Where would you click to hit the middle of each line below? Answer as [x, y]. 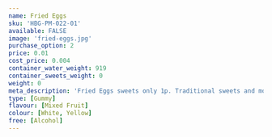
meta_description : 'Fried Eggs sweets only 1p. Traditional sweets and [132, 91]
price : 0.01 [28, 53]
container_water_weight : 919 [57, 68]
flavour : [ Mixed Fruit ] [49, 106]
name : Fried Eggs [38, 16]
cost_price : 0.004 [39, 61]
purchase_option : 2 [41, 46]
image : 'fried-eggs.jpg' [50, 38]
